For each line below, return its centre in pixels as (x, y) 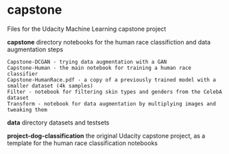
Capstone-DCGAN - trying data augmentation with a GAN (87, 62)
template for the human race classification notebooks (82, 143)
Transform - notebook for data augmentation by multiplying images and (111, 104)
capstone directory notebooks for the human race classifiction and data (109, 42)
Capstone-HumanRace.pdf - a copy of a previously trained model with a (111, 80)
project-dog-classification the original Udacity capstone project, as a (106, 136)
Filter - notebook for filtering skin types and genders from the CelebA (115, 92)
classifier (23, 74)
